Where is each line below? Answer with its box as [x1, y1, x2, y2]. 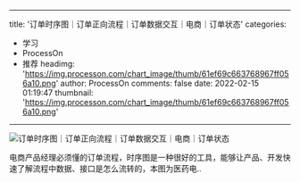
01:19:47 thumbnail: [21, 87, 94, 98]
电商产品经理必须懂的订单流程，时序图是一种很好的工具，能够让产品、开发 [9, 153, 283, 162]
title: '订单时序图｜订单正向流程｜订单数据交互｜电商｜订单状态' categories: [9, 19, 287, 29]
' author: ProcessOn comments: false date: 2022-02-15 [55, 78, 259, 88]
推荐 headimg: [21, 59, 76, 69]
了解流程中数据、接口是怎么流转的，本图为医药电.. [16, 163, 203, 174]
